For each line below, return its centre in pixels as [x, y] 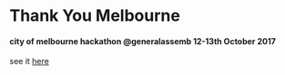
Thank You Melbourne [95, 16]
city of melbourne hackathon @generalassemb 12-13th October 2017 [142, 41]
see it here [30, 61]
